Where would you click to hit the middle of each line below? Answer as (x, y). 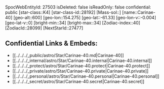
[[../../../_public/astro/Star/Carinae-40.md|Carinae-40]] (68, 55)
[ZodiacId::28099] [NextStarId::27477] (44, 28)
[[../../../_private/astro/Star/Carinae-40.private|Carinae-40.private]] (80, 71)
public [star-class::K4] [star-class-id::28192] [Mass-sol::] (63, 12)
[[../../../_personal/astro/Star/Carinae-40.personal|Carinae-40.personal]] (86, 76)
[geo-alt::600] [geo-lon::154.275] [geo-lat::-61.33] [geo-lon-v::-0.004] (85, 17)
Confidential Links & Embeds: (51, 44)
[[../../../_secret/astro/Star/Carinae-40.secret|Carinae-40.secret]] (78, 81)
